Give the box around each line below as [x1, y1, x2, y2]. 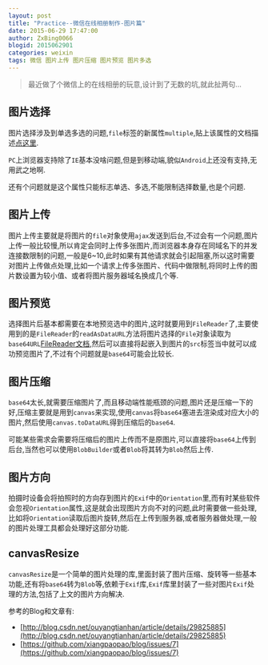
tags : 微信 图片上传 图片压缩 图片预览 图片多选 [8, 57, 152, 65]
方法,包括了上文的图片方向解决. [22, 589, 126, 598]
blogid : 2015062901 [8, 42, 74, 50]
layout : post [8, 11, 52, 20]
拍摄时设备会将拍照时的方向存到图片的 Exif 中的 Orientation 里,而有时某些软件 [8, 493, 261, 502]
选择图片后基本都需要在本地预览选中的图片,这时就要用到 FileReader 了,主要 [8, 319, 252, 328]
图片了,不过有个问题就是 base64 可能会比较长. [29, 349, 174, 359]
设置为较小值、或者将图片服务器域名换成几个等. [22, 270, 179, 280]
